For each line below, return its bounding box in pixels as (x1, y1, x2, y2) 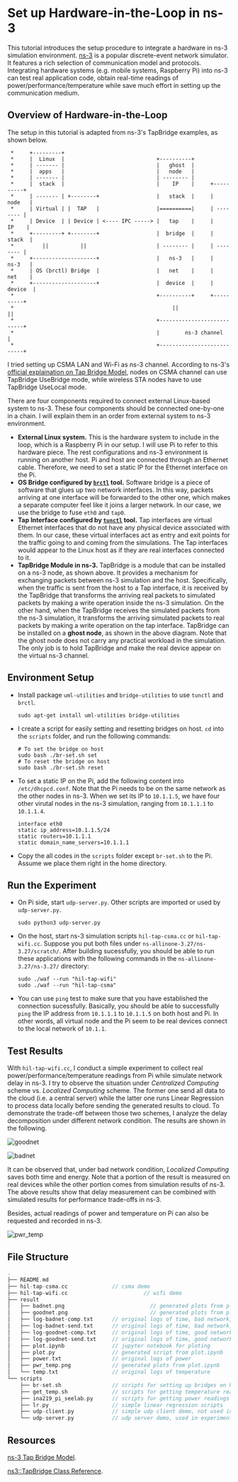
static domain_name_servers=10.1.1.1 (17, 838, 130, 846)
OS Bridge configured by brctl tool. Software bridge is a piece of (17, 478, 210, 486)
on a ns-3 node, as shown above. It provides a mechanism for (17, 568, 198, 577)
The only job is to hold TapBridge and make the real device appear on (17, 644, 221, 652)
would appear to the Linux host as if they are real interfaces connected (17, 546, 225, 554)
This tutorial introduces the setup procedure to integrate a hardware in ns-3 (7, 43, 228, 52)
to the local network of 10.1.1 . (17, 1024, 107, 1033)
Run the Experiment (7, 879, 97, 891)
